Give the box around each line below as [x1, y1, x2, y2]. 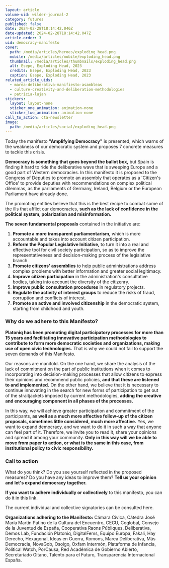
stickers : [5, 96, 26, 101]
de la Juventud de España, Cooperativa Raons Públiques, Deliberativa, [5, 525, 151, 531]
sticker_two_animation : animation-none [10, 110, 94, 116]
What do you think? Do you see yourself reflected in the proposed [5, 469, 142, 475]
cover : [5, 45, 19, 50]
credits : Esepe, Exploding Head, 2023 [10, 68, 92, 73]
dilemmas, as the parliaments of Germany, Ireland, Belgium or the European [5, 185, 162, 191]
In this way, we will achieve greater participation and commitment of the [5, 408, 154, 414]
